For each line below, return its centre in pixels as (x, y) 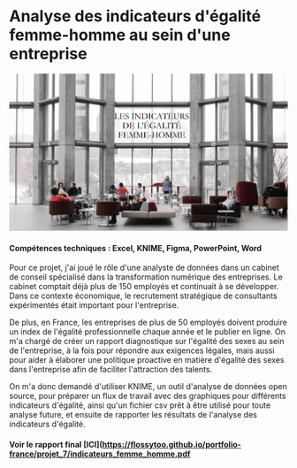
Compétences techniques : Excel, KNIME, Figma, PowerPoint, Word (136, 248)
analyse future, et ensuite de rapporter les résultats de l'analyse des (133, 415)
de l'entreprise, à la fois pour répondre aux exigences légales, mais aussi (142, 350)
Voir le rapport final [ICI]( (56, 444)
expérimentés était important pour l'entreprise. (94, 305)
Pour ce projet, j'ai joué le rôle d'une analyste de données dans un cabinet (145, 268)
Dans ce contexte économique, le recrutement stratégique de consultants (143, 296)
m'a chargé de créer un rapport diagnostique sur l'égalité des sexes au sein (147, 341)
